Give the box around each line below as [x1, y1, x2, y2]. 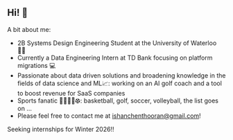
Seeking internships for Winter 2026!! [7, 125, 114, 133]
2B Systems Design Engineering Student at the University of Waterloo [17, 39, 217, 47]
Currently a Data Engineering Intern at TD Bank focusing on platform [17, 53, 213, 62]
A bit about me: [7, 25, 51, 33]
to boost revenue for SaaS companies [17, 89, 126, 97]
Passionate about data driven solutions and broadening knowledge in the [17, 71, 226, 80]
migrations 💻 [17, 61, 56, 69]
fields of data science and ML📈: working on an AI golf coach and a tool [17, 79, 222, 87]
